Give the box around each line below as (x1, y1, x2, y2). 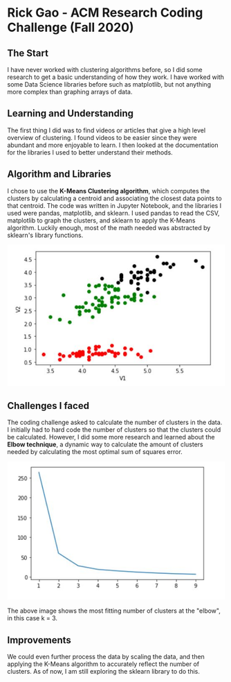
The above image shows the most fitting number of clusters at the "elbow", (7, 606, 221, 615)
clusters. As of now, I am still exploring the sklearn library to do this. (7, 667, 201, 676)
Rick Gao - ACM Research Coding (7, 5, 203, 21)
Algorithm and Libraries (7, 168, 112, 180)
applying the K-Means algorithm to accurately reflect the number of (7, 660, 199, 668)
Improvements (7, 634, 71, 646)
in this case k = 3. (7, 614, 57, 622)
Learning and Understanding (7, 107, 133, 119)
